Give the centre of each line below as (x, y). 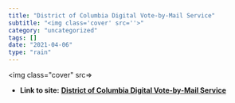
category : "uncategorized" (53, 30)
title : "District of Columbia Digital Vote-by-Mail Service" (112, 15)
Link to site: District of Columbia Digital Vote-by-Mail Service (123, 90)
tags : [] (23, 38)
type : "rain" (30, 52)
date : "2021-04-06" (41, 45)
